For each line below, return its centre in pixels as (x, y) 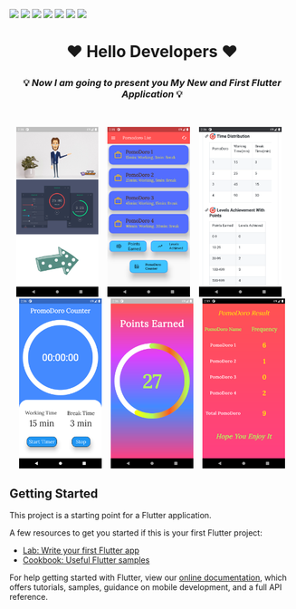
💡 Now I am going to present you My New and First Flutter (152, 83)
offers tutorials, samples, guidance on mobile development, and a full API (146, 587)
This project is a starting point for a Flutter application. (110, 516)
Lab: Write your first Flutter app (81, 551)
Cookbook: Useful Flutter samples (86, 560)
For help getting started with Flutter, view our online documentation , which (148, 578)
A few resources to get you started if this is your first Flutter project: (136, 533)
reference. (29, 597)
